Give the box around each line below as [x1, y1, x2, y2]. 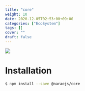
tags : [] [5, 26, 23, 30]
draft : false [5, 35, 32, 40]
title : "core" [5, 7, 34, 12]
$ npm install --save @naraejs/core [5, 81, 80, 86]
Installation [5, 65, 52, 76]
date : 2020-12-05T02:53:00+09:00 [5, 16, 74, 21]
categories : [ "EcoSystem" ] [5, 21, 60, 26]
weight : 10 [5, 12, 28, 17]
